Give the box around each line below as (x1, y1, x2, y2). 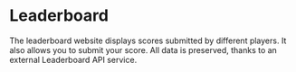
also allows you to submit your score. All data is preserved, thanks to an (9, 44, 278, 55)
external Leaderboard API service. (9, 54, 138, 65)
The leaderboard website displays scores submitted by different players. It (9, 35, 287, 46)
